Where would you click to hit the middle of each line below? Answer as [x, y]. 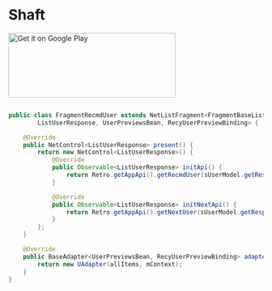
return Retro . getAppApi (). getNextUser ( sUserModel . [153, 212]
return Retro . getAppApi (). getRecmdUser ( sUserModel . [155, 175]
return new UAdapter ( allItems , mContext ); [110, 264]
